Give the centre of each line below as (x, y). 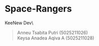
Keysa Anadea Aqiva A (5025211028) (56, 38)
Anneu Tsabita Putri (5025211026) (52, 32)
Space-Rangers (38, 9)
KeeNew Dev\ (19, 23)
